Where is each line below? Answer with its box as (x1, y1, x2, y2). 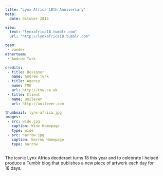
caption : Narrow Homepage (11, 137, 64, 142)
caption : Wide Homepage (11, 123, 60, 129)
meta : (5, 12, 16, 17)
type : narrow (11, 141, 38, 146)
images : (5, 115, 21, 120)
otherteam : (5, 52, 27, 56)
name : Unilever (11, 97, 42, 102)
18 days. (5, 165, 22, 171)
